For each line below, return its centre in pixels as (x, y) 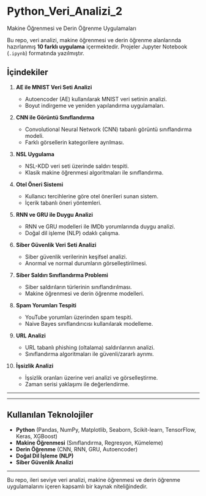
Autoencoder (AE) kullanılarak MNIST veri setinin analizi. (96, 99)
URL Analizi (31, 336)
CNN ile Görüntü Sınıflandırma (55, 117)
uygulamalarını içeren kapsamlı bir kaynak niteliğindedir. (77, 486)
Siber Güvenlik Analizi (45, 462)
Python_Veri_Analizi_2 (65, 11)
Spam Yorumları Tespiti (46, 305)
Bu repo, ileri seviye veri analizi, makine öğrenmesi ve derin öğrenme (94, 479)
